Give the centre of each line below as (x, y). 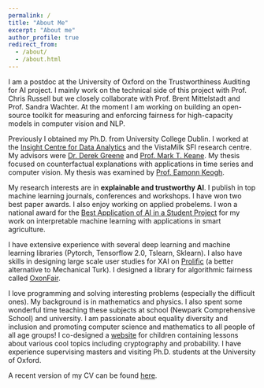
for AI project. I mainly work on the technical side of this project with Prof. (127, 90)
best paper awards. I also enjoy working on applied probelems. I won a (123, 204)
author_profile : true (44, 37)
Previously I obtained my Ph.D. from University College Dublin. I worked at (128, 139)
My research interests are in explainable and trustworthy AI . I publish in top (132, 187)
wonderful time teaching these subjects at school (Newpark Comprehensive (132, 310)
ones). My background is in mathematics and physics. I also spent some (125, 301)
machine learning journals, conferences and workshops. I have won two (125, 196)
